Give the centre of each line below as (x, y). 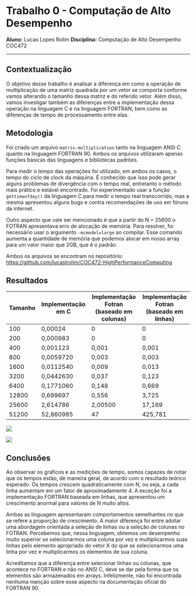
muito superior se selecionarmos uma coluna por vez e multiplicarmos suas (97, 539)
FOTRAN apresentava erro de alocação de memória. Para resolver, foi (90, 226)
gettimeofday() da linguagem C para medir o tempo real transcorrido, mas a (98, 196)
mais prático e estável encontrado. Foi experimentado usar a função (88, 190)
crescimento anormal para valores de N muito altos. (68, 503)
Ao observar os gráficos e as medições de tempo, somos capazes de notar (97, 472)
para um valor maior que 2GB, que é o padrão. (62, 245)
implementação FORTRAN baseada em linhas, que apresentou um (85, 497)
